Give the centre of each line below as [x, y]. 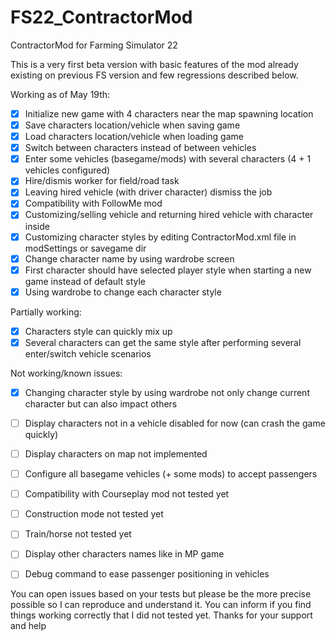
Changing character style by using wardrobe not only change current [167, 392]
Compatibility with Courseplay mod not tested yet [127, 494]
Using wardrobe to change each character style [123, 292]
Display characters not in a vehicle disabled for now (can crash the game [175, 423]
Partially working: [46, 312]
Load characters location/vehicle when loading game [134, 137]
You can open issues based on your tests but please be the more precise [161, 594]
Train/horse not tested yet [78, 534]
